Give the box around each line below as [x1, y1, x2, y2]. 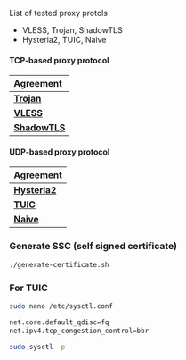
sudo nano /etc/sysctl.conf [9, 301, 114, 311]
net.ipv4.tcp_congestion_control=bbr [9, 326, 150, 335]
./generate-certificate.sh [9, 260, 109, 269]
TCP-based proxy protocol [9, 54, 109, 65]
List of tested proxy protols [9, 8, 109, 18]
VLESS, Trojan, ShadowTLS [21, 25, 123, 35]
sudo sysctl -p [9, 342, 66, 351]
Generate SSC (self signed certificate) [9, 240, 178, 253]
